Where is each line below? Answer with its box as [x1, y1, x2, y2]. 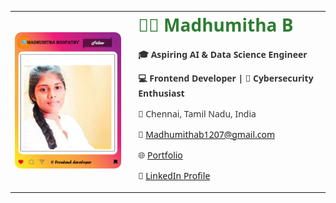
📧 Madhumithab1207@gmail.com [138, 127, 276, 141]
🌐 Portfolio [138, 148, 183, 161]
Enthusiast [138, 86, 185, 100]
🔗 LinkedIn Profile [138, 169, 211, 182]
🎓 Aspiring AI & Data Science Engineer [138, 47, 308, 61]
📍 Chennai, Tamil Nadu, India [138, 107, 257, 120]
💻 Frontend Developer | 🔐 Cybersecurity [138, 71, 314, 85]
